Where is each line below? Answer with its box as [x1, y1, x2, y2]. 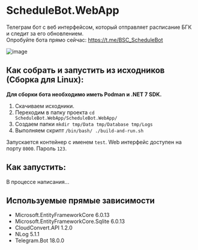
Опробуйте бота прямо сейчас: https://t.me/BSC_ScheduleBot [6, 36, 163, 43]
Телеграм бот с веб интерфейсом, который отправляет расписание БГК [6, 23, 192, 31]
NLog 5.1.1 [14, 231, 40, 238]
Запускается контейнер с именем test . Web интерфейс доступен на [6, 138, 182, 145]
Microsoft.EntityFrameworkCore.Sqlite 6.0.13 [14, 218, 125, 225]
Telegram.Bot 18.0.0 [14, 237, 65, 244]
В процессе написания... [6, 178, 70, 185]
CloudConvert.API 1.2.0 [14, 224, 73, 231]
